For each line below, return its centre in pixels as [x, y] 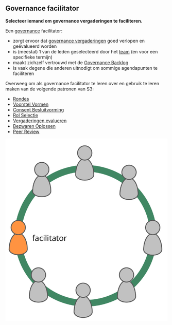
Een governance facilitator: [34, 31]
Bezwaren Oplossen [34, 126]
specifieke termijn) [33, 57]
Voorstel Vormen [31, 104]
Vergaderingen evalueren [40, 121]
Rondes [21, 99]
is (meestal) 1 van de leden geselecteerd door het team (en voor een [85, 51]
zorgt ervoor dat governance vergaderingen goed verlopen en [79, 41]
